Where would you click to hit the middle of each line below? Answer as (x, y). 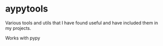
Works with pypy (23, 38)
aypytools (27, 9)
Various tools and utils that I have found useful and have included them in (82, 23)
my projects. (18, 28)
